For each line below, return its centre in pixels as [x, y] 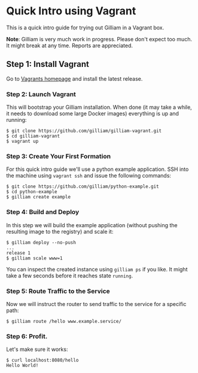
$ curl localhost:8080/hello [42, 360]
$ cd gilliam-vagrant [33, 136]
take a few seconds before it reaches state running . [70, 276]
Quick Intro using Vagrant [71, 11]
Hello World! [22, 366]
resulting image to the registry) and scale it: [60, 231]
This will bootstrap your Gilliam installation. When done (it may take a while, [99, 107]
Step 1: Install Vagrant [48, 64]
